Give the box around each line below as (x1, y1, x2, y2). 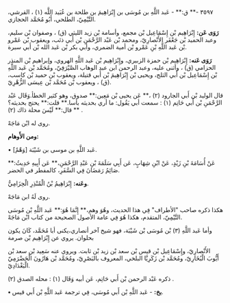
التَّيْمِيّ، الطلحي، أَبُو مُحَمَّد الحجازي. (8, 15, 97, 23)
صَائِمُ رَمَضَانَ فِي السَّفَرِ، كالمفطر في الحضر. (8, 166, 120, 174)
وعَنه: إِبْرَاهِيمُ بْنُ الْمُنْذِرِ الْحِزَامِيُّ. (8, 179, 89, 187)
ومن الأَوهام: (8, 132, 39, 140)
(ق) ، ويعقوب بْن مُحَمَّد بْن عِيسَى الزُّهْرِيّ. (8, 78, 112, 86)
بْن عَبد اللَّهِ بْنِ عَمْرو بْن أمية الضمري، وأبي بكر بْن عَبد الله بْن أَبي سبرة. (8, 43, 188, 51)
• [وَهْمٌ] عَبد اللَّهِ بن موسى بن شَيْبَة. (8, 146, 98, 153)
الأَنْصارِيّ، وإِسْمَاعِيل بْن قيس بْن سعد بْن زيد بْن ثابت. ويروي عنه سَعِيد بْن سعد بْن (8, 247, 211, 254)
